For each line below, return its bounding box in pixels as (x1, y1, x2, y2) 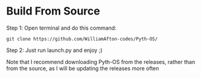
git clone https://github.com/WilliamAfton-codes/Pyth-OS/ (6, 36, 158, 42)
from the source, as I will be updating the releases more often (6, 65, 159, 72)
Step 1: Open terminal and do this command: (6, 24, 116, 31)
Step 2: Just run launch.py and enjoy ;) (6, 47, 103, 54)
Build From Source (6, 4, 101, 18)
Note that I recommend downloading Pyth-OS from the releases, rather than (6, 58, 196, 65)
